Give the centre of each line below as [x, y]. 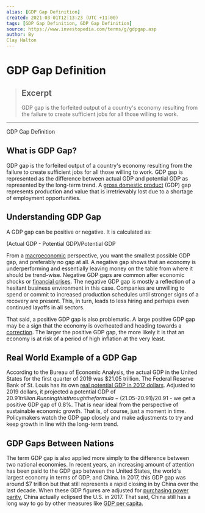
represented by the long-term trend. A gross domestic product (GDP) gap [99, 185]
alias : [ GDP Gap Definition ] [43, 12]
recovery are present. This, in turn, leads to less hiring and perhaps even [98, 301]
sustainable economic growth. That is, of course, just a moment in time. [96, 411]
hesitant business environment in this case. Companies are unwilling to [95, 288]
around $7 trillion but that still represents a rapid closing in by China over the [103, 484]
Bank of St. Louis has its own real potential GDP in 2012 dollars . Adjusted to [101, 386]
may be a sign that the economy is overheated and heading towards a [94, 325]
